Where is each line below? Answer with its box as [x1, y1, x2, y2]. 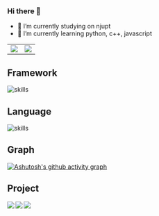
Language [7, 106, 52, 117]
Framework [7, 67, 58, 78]
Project [7, 183, 40, 194]
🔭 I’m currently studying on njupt [17, 22, 111, 31]
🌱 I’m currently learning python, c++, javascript [17, 29, 153, 38]
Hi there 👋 [7, 6, 42, 16]
